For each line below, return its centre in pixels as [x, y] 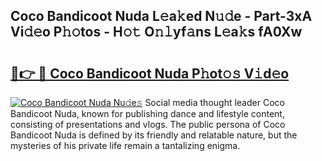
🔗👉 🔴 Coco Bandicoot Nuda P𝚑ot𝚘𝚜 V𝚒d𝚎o [150, 73]
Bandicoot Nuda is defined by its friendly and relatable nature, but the [154, 135]
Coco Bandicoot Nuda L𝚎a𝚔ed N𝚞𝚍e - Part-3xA [161, 16]
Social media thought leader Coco [214, 102]
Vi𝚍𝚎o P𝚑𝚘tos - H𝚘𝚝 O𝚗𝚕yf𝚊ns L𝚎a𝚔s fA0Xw [156, 32]
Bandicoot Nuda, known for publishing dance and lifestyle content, [147, 113]
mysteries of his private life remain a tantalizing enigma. [125, 145]
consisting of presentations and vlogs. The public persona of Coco [148, 124]
